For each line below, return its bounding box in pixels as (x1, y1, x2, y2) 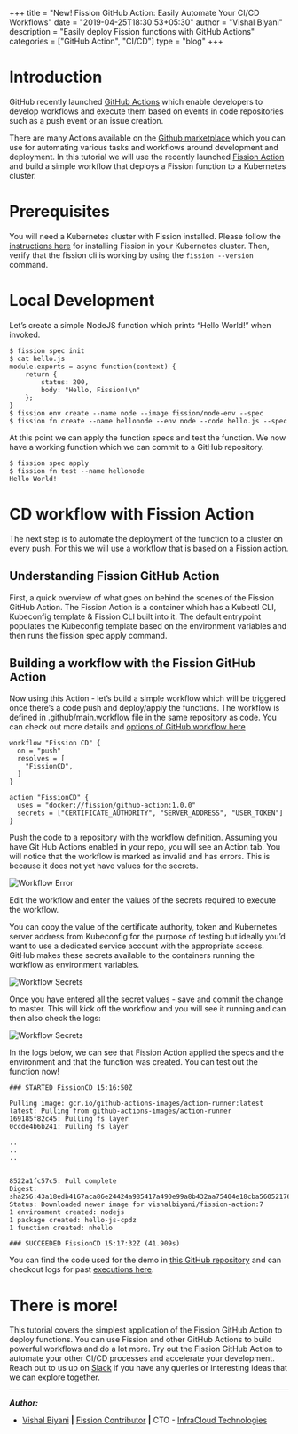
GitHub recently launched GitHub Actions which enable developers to (9, 96, 263, 107)
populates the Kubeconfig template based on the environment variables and (9, 620, 286, 631)
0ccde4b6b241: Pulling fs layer (9, 1123, 129, 1132)
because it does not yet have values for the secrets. (9, 860, 199, 871)
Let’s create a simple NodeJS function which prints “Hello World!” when (9, 319, 271, 330)
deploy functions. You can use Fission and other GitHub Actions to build (9, 1334, 272, 1345)
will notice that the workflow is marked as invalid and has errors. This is (9, 851, 271, 862)
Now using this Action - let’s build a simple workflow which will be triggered (9, 693, 286, 704)
